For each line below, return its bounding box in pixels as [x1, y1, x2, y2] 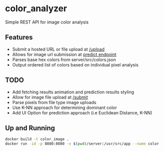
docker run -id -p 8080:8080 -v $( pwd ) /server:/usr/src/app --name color [5, 141, 160, 147]
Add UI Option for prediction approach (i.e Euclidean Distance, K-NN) [12, 109, 153, 115]
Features [5, 33, 33, 42]
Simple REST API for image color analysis [5, 19, 89, 25]
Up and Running [5, 124, 55, 132]
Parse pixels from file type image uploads [12, 99, 97, 105]
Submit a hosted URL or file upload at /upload [12, 46, 105, 52]
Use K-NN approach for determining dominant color [12, 105, 117, 110]
